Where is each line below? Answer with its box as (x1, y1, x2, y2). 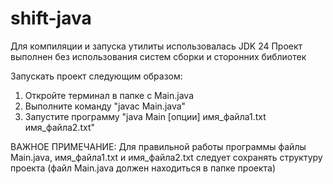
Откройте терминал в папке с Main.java (24, 89, 195, 101)
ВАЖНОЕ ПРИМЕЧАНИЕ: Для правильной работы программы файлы (10, 140, 307, 152)
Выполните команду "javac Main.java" (24, 100, 187, 112)
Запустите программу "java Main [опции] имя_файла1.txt (24, 110, 267, 122)
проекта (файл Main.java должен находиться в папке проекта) (10, 162, 277, 174)
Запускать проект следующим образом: (10, 70, 183, 82)
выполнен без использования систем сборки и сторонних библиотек (10, 50, 307, 62)
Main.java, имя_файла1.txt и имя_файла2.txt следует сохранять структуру (10, 151, 323, 163)
